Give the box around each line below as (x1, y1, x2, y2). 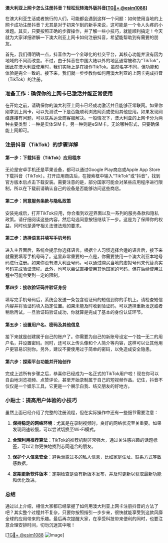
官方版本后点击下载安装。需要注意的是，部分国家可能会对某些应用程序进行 (5, 179, 158, 185)
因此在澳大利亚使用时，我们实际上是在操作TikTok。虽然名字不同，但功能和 (5, 64, 159, 70)
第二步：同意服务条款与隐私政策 (5, 198, 71, 204)
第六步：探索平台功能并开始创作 (5, 358, 71, 365)
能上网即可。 (5, 127, 31, 133)
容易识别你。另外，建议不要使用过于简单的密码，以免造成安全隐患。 (13, 346, 154, 352)
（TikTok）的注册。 (5, 76, 45, 82)
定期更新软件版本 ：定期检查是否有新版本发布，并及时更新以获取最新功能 (12, 471, 161, 477)
